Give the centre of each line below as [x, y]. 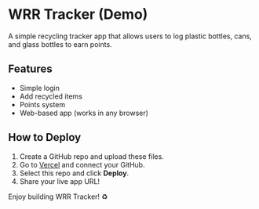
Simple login [40, 88]
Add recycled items [51, 96]
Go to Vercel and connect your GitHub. [82, 164]
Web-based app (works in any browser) [84, 113]
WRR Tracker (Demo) [78, 14]
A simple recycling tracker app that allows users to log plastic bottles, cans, [130, 36]
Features [30, 69]
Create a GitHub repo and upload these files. [92, 156]
